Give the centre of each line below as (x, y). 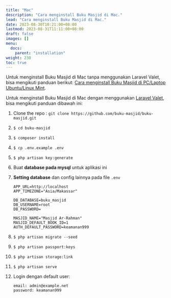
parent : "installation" (40, 53)
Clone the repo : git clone (41, 113)
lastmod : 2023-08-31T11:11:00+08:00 (45, 29)
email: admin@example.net (41, 286)
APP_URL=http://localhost (41, 187)
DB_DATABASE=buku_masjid (40, 201)
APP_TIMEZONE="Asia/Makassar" (45, 191)
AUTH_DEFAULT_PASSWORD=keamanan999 (51, 227)
